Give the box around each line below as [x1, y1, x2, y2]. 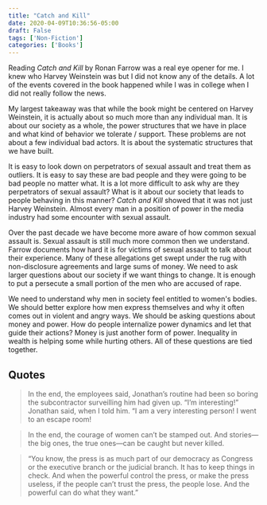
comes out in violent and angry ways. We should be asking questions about [8, 311, 256, 321]
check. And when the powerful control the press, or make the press [27, 471, 249, 480]
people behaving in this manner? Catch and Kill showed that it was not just [8, 196, 253, 206]
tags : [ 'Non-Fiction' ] [8, 33, 83, 42]
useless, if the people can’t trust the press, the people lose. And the [27, 479, 250, 488]
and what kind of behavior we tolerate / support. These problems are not [8, 129, 246, 139]
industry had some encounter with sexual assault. [8, 213, 171, 222]
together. [8, 345, 38, 354]
